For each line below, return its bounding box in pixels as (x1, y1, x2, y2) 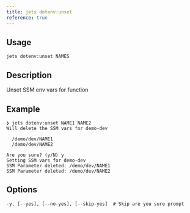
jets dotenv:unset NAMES (6, 53, 70, 60)
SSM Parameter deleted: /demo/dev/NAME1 (6, 162, 111, 168)
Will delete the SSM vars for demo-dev (6, 125, 108, 131)
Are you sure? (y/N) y (6, 152, 64, 158)
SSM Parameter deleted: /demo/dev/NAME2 (6, 168, 111, 174)
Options (6, 184, 38, 195)
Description (6, 70, 52, 80)
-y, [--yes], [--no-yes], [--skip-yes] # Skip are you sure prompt (6, 201, 185, 207)
